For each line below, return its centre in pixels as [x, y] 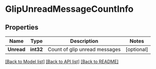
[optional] [137, 49]
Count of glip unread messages [84, 49]
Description [84, 41]
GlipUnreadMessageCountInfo [69, 9]
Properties [22, 27]
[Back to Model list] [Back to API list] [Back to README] [62, 62]
